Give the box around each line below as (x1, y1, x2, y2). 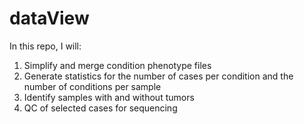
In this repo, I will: (9, 40, 82, 52)
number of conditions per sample (23, 80, 162, 92)
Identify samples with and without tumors (23, 91, 195, 103)
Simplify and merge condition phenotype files (23, 59, 212, 71)
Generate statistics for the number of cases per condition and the (23, 70, 294, 82)
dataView (9, 7, 90, 30)
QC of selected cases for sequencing (23, 102, 178, 114)
